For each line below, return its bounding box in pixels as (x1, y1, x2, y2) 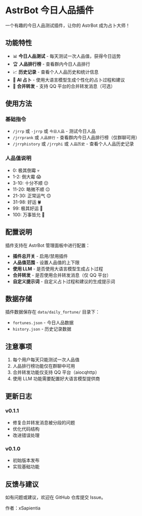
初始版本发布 (12, 457, 40, 463)
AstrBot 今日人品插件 (5, 5, 94, 16)
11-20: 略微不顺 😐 (12, 186, 51, 192)
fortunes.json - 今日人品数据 (12, 320, 74, 326)
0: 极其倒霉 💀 (12, 167, 40, 173)
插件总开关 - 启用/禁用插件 (12, 253, 68, 259)
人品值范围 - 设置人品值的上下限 (12, 259, 80, 265)
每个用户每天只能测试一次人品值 (12, 356, 80, 363)
